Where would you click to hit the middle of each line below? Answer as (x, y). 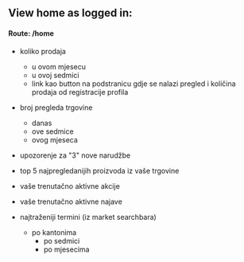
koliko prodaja (43, 51)
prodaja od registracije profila (80, 92)
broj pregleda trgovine (56, 108)
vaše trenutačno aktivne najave (71, 201)
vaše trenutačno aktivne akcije (70, 186)
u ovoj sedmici (55, 75)
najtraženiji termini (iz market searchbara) (88, 217)
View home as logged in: (70, 13)
